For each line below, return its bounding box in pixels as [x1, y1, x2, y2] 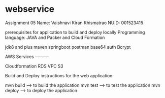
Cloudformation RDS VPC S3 [5, 63, 64, 69]
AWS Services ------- [5, 53, 49, 60]
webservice [5, 3, 55, 15]
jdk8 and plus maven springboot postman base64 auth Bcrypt [5, 44, 131, 50]
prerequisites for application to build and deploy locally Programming [5, 29, 145, 35]
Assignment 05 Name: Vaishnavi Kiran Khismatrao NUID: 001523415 [5, 20, 144, 26]
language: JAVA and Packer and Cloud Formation [5, 34, 105, 40]
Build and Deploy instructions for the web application [5, 72, 113, 78]
